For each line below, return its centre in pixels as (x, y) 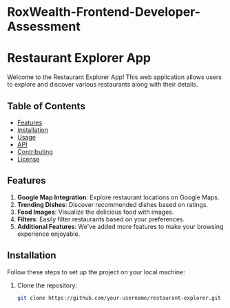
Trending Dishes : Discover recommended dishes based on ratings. (113, 204)
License (28, 159)
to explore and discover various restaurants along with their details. (103, 85)
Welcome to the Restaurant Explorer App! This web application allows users (115, 77)
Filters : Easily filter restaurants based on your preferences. (101, 219)
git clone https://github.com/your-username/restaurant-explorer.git (119, 298)
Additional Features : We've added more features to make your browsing (120, 226)
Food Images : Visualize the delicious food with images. (95, 212)
